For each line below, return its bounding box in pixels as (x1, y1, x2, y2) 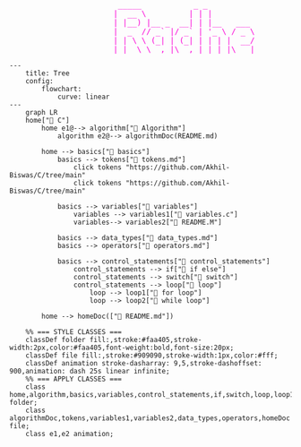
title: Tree (25, 69, 70, 78)
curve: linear (56, 92, 110, 101)
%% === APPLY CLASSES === (25, 374, 123, 383)
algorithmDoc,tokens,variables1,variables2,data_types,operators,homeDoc (9, 414, 291, 423)
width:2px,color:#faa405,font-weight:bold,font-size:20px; (9, 343, 235, 352)
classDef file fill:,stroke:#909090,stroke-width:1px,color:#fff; (25, 351, 279, 360)
